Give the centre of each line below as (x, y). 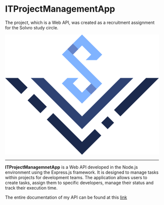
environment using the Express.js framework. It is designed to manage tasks (82, 172)
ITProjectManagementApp (60, 9)
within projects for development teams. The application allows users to (76, 178)
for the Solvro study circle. (32, 27)
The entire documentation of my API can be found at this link (66, 197)
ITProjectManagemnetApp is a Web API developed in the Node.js (72, 167)
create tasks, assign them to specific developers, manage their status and (79, 183)
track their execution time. (31, 188)
